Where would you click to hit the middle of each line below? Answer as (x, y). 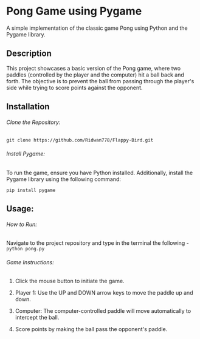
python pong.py (26, 249)
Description (29, 54)
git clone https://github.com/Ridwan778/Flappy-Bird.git (80, 140)
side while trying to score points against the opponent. (74, 87)
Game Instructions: (30, 262)
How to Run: (22, 224)
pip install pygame (31, 190)
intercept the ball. (37, 318)
